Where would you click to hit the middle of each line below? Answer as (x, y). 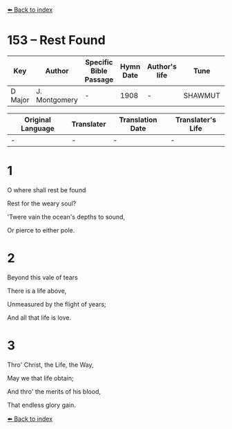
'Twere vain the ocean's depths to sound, (66, 217)
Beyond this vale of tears (42, 277)
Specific (99, 62)
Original (38, 120)
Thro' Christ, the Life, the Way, (51, 365)
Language (38, 128)
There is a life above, (37, 291)
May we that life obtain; (40, 378)
